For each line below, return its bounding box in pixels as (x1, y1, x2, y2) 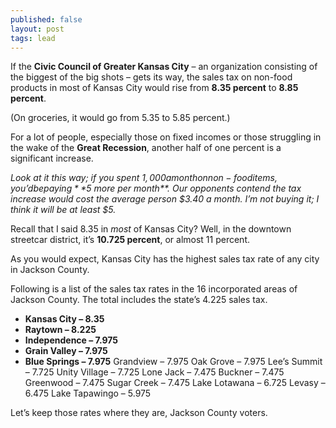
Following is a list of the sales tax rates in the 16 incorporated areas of (10, 283, 298, 295)
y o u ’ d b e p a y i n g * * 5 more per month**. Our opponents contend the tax (10, 182, 302, 195)
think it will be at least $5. (10, 204, 117, 216)
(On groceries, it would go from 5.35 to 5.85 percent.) (10, 112, 231, 124)
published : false (10, 14, 83, 25)
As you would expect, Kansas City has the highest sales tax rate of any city (10, 253, 320, 265)
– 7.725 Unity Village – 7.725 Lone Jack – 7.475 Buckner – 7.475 (24, 366, 285, 378)
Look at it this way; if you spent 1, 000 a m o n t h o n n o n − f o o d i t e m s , (10, 172, 278, 184)
